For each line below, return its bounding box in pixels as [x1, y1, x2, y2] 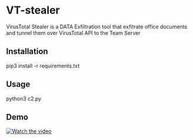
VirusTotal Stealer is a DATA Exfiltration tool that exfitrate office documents [6, 23, 188, 30]
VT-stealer [6, 4, 60, 17]
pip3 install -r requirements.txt [6, 62, 80, 69]
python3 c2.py [6, 95, 42, 102]
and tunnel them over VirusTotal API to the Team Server [6, 29, 141, 36]
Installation [6, 47, 48, 57]
